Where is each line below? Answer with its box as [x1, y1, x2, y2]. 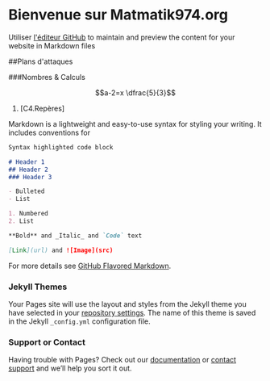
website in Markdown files [8, 40, 96, 50]
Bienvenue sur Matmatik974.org [8, 6, 228, 24]
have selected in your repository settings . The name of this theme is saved [8, 308, 256, 317]
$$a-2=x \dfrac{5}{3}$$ [95, 87, 176, 98]
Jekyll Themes [8, 281, 68, 292]
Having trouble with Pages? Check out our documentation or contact [8, 355, 236, 365]
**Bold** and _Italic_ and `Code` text [8, 232, 143, 240]
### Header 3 [8, 173, 52, 181]
